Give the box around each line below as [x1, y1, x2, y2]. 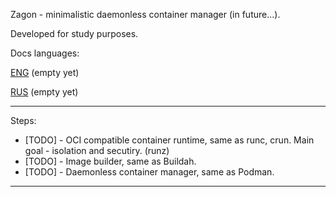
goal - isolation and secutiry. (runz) [24, 145, 170, 156]
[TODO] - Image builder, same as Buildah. [24, 155, 197, 167]
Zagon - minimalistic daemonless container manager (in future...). [10, 9, 281, 20]
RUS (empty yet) [10, 86, 79, 98]
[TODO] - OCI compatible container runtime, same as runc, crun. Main [24, 134, 315, 146]
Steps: [10, 115, 37, 126]
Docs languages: [10, 47, 80, 59]
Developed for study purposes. [10, 28, 139, 39]
